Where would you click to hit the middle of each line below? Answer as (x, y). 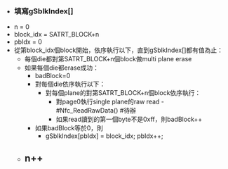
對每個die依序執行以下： (70, 84)
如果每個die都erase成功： (62, 68)
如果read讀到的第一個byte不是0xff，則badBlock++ (129, 119)
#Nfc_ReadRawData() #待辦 (96, 111)
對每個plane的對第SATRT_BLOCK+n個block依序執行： (123, 93)
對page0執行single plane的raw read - (110, 102)
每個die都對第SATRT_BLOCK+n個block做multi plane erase (108, 59)
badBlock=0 (53, 76)
